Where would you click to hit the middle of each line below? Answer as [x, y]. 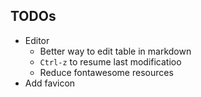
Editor [37, 40]
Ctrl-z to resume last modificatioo [110, 61]
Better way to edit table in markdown [115, 51]
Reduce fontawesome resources [106, 72]
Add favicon [50, 83]
